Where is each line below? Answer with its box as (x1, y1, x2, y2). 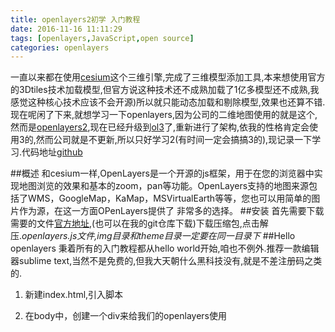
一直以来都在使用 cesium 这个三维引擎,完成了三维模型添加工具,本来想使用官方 (10, 71, 326, 83)
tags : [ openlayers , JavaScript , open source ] (10, 33, 195, 43)
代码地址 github (21, 146, 83, 158)
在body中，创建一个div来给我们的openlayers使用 (24, 310, 227, 322)
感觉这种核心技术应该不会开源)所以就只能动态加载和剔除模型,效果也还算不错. (10, 96, 326, 108)
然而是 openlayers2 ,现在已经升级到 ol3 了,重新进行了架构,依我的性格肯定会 (10, 121, 310, 133)
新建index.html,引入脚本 (24, 289, 124, 301)
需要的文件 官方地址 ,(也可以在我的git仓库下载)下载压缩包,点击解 (10, 217, 269, 230)
